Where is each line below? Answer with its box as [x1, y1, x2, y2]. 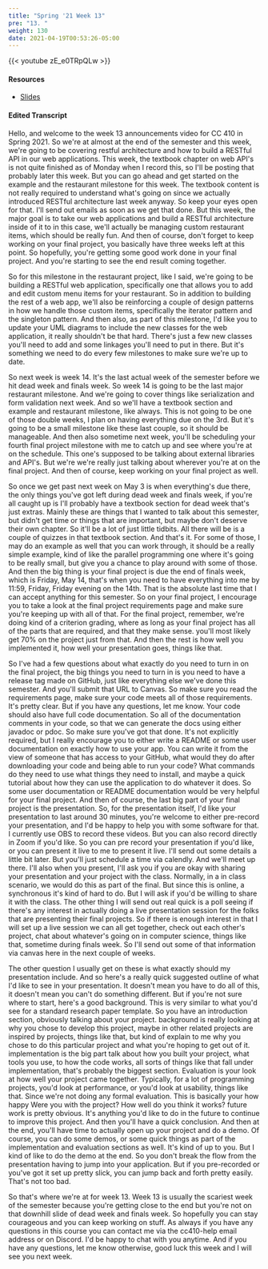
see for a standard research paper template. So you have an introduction [8, 1006, 248, 1016]
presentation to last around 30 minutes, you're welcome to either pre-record [8, 812, 260, 821]
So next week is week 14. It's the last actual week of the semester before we [8, 372, 260, 381]
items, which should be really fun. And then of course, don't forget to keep [8, 230, 254, 240]
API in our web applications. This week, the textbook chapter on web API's [8, 154, 254, 163]
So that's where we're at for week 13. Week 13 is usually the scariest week [8, 1191, 254, 1202]
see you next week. [8, 1251, 73, 1261]
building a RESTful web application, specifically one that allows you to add [8, 280, 254, 289]
